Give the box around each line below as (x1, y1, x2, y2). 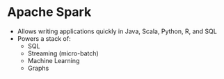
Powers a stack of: (17, 34, 71, 42)
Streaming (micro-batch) (27, 49, 99, 58)
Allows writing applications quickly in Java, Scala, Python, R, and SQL (17, 27, 217, 35)
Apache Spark (7, 4, 92, 20)
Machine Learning (27, 56, 80, 64)
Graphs (27, 64, 49, 72)
